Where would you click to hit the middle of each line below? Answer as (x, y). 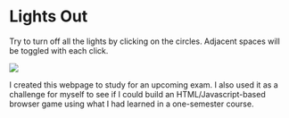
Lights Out (49, 17)
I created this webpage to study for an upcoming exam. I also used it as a (144, 84)
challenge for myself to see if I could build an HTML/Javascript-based (137, 94)
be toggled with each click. (59, 50)
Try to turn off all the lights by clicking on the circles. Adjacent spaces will (145, 41)
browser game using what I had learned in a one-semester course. (132, 104)
